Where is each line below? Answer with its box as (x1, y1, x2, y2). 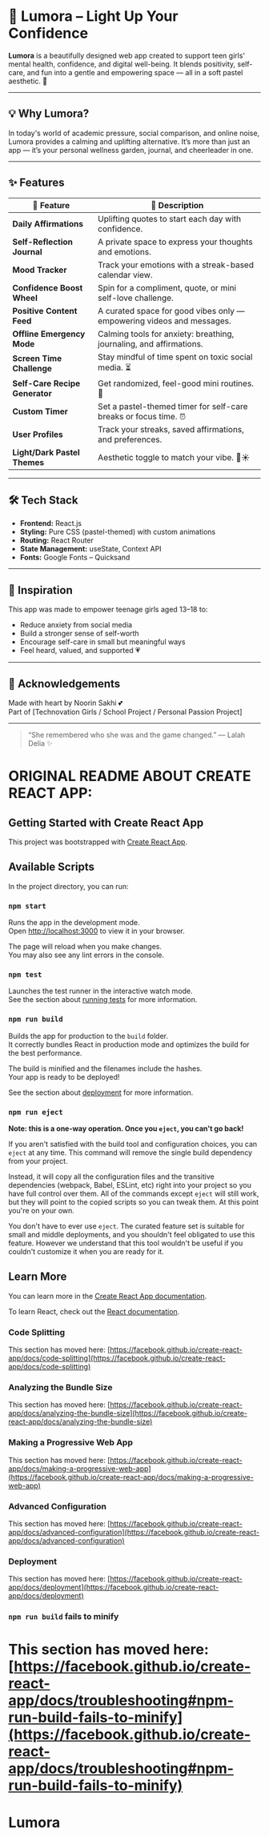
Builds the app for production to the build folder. (8, 1031, 169, 1040)
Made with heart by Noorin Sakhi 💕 (8, 698, 123, 708)
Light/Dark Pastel (12, 447, 80, 458)
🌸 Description (151, 199, 204, 210)
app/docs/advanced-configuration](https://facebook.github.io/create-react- (8, 1528, 260, 1537)
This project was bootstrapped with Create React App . (8, 837, 188, 847)
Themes (12, 456, 45, 467)
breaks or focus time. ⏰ (97, 411, 187, 422)
